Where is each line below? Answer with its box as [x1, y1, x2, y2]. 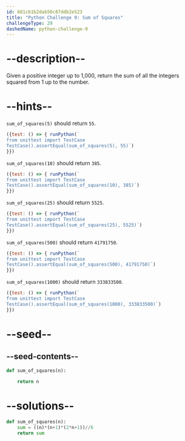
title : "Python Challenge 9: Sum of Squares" [6, 15, 123, 21]
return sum [17, 430, 45, 437]
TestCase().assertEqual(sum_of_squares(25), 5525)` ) [6, 222, 143, 228]
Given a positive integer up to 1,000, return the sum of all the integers [6, 72, 180, 79]
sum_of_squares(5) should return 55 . [6, 120, 96, 127]
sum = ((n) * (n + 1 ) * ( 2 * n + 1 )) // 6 [17, 425, 94, 431]
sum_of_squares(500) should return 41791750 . [6, 238, 118, 246]
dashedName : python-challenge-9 [6, 25, 88, 32]
